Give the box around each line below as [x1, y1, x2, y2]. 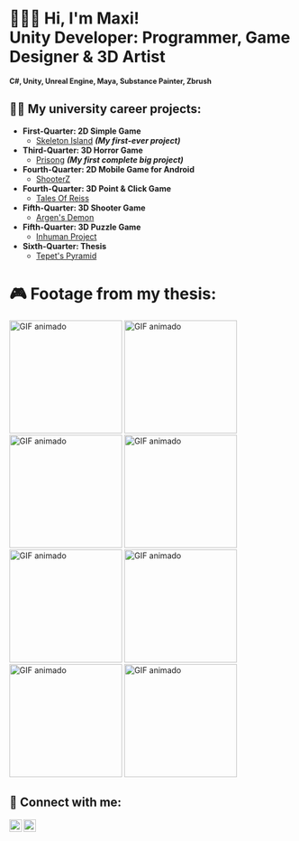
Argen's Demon [35, 211, 95, 222]
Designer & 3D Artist [9, 47, 167, 67]
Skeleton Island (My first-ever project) [35, 135, 181, 145]
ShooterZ [35, 173, 70, 184]
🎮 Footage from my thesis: [9, 284, 217, 304]
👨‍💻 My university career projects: [9, 101, 202, 117]
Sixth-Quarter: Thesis [22, 240, 107, 251]
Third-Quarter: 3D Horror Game [22, 145, 144, 155]
